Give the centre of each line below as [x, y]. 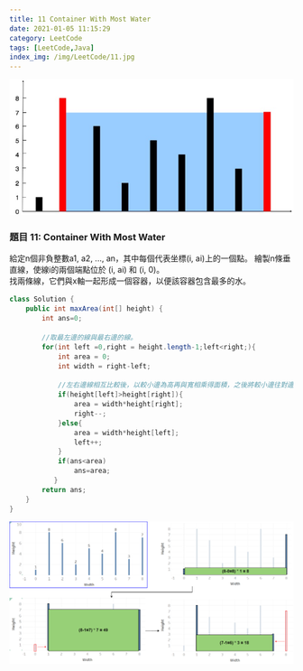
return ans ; [64, 489]
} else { [70, 423]
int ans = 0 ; [62, 319]
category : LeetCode [46, 38]
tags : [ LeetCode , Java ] [52, 48]
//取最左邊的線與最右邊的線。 [90, 337]
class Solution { [42, 299]
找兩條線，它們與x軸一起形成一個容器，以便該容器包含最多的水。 [130, 281]
